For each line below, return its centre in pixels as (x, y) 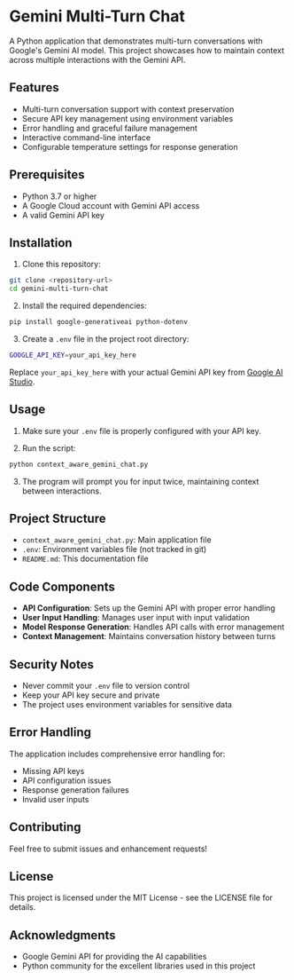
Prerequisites (47, 175)
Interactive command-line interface (86, 137)
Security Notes (52, 664)
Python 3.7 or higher (59, 196)
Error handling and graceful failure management (109, 128)
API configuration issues (66, 780)
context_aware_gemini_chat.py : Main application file (116, 540)
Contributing (45, 827)
